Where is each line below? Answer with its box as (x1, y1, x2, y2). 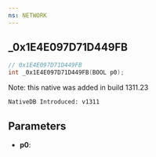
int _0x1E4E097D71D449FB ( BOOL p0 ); (8, 68, 125, 77)
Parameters (8, 119, 67, 133)
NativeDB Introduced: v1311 (8, 98, 100, 106)
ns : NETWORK (8, 11, 47, 20)
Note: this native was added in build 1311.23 (8, 83, 149, 93)
